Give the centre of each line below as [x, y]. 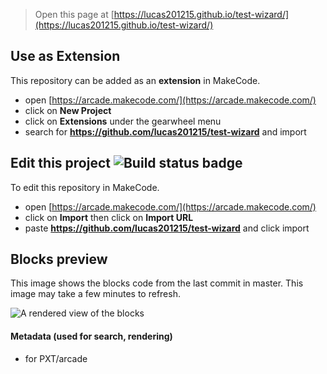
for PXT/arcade [56, 358]
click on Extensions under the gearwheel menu [123, 121]
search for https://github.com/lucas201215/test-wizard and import [165, 131]
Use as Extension [65, 56]
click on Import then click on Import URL [109, 217]
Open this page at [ [74, 14]
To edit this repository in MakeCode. [85, 187]
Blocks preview [59, 259]
